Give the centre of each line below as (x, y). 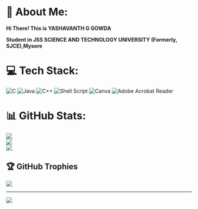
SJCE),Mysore (24, 46)
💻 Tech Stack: (42, 71)
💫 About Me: (37, 12)
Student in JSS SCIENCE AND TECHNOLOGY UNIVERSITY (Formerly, (92, 39)
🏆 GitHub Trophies (42, 167)
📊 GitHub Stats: (46, 116)
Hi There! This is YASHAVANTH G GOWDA (59, 28)
